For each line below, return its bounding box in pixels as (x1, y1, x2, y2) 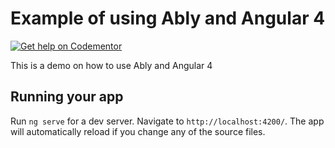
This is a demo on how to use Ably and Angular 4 (10, 59, 213, 71)
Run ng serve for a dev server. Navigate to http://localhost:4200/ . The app (10, 115, 325, 127)
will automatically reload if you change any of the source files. (10, 125, 266, 137)
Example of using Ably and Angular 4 (10, 7, 326, 30)
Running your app (10, 88, 124, 106)
